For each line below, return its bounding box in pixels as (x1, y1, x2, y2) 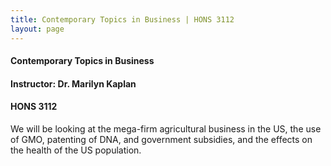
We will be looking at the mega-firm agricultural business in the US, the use (10, 122, 322, 135)
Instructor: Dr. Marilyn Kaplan (10, 77, 137, 90)
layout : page (10, 24, 65, 34)
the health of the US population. (10, 144, 142, 156)
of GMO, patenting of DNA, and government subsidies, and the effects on (10, 133, 313, 145)
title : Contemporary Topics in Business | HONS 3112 (10, 14, 235, 25)
